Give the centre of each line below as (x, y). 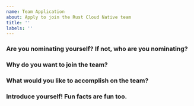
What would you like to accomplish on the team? (77, 81)
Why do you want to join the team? (57, 65)
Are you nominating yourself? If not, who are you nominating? (97, 49)
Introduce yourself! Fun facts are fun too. (67, 97)
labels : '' (20, 28)
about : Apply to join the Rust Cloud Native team (69, 17)
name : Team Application (36, 12)
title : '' (18, 23)
